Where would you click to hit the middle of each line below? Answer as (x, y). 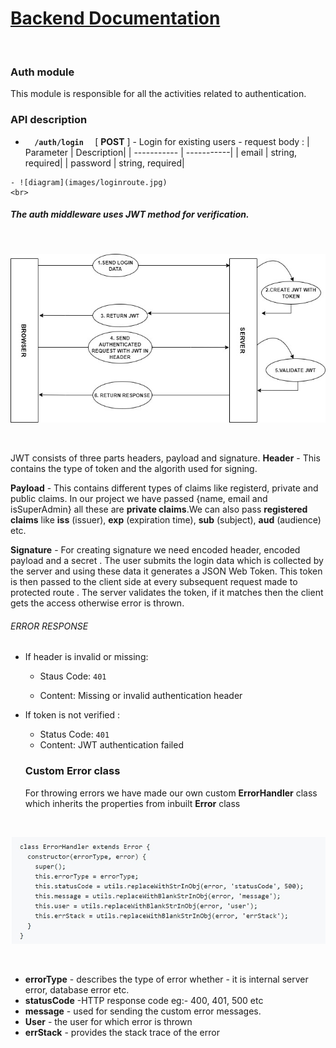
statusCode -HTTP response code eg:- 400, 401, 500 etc (144, 1001)
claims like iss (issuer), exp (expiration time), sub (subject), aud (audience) (166, 520)
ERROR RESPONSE (49, 626)
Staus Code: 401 (73, 676)
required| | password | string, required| (104, 163)
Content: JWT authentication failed (111, 745)
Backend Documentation (115, 18)
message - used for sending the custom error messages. (143, 1011)
